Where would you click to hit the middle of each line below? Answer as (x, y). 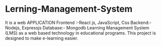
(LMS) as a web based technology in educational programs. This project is (80, 33)
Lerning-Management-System (69, 9)
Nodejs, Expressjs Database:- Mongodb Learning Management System (77, 27)
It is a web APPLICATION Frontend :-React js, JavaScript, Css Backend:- (78, 23)
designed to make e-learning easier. (42, 38)
